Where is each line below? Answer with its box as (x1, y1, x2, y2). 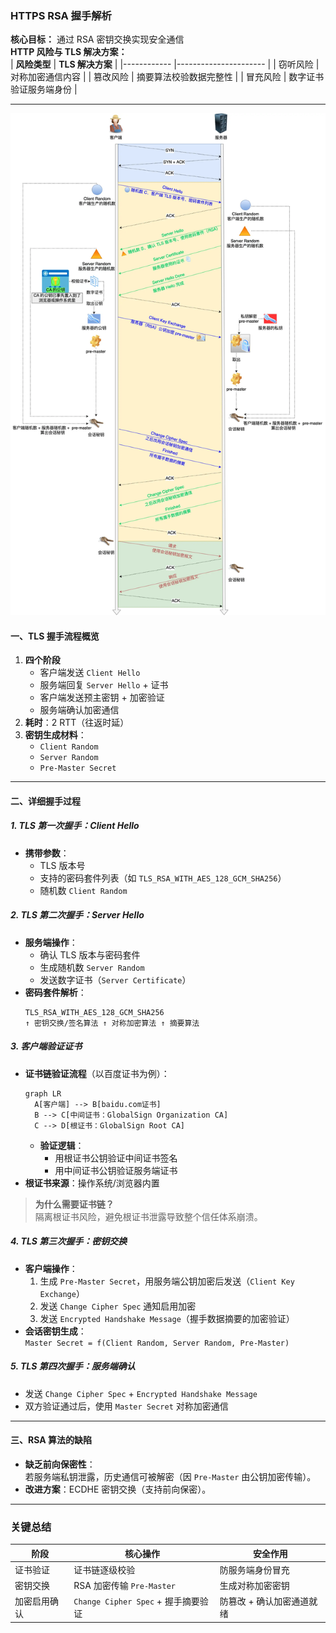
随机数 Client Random (39, 884, 128, 896)
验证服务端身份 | (10, 83, 78, 96)
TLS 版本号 (39, 859, 86, 871)
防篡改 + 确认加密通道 (219, 1595, 310, 1607)
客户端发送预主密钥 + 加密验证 (39, 692, 165, 704)
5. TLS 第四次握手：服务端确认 (10, 1360, 136, 1372)
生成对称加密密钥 (219, 1580, 290, 1592)
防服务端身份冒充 (219, 1563, 290, 1576)
